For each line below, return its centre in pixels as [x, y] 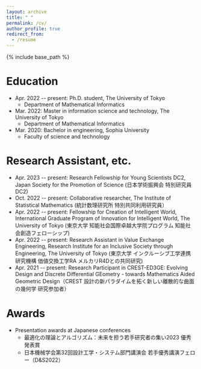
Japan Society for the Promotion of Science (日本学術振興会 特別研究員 [103, 184]
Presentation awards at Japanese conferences [73, 330]
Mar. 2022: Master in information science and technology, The [92, 111]
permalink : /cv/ [26, 23]
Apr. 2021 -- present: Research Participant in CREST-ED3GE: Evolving [101, 267]
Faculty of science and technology [67, 136]
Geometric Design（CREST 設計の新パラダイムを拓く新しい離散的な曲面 [104, 281]
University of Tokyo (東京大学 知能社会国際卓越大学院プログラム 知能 [100, 225]
